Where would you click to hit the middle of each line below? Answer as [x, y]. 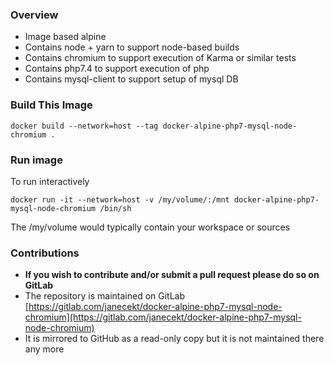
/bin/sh [115, 208]
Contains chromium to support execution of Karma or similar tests [160, 58]
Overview [34, 15]
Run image [36, 160]
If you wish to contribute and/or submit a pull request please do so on [172, 275]
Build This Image [51, 105]
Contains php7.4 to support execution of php [117, 69]
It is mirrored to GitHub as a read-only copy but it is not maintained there [174, 339]
